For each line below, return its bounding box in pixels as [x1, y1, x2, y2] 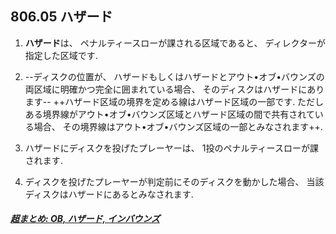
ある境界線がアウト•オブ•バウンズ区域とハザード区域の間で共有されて [24, 108, 315, 120]
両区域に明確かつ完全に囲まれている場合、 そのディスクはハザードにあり [24, 83, 325, 95]
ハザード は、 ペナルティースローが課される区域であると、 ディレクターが [24, 37, 326, 49]
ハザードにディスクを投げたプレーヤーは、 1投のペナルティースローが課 [24, 142, 319, 154]
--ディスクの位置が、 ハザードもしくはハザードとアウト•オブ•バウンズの [24, 70, 325, 82]
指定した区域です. [24, 49, 98, 61]
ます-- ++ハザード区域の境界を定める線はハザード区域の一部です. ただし [24, 95, 325, 107]
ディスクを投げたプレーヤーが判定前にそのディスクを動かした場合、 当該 [24, 175, 325, 187]
